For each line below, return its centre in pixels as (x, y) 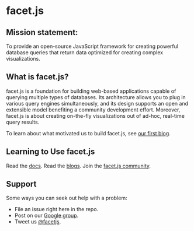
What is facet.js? (37, 77)
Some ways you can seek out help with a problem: (67, 198)
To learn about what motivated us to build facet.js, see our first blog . (88, 133)
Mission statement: (42, 32)
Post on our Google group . (46, 216)
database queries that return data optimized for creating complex (85, 52)
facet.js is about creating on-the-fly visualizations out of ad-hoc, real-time (96, 116)
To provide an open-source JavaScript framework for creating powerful (92, 46)
